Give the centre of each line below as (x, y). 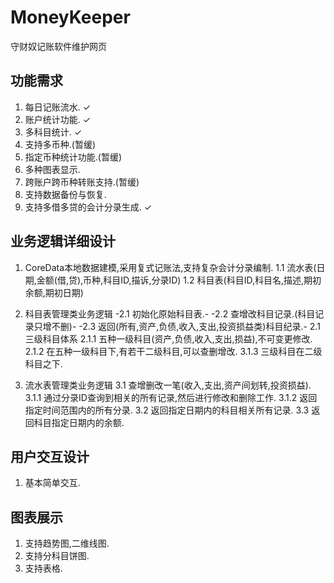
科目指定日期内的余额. (79, 422)
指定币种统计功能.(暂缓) (73, 157)
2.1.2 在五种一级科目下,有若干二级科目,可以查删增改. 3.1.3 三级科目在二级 (173, 351)
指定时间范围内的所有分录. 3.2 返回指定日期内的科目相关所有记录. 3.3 (167, 410)
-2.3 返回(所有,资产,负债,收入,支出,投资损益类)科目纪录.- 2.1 (199, 326)
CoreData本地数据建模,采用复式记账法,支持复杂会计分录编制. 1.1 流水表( (170, 267)
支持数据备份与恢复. (65, 194)
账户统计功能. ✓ (58, 119)
